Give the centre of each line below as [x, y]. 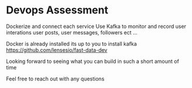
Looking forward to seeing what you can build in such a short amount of [92, 61]
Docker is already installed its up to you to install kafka [71, 44]
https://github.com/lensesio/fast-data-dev [57, 50]
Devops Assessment [57, 10]
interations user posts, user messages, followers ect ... [72, 32]
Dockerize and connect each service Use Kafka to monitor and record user [96, 26]
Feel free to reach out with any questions [55, 79]
